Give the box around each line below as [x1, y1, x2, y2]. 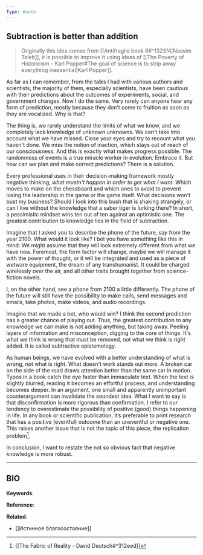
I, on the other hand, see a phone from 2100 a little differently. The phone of [6, 285, 195, 293]
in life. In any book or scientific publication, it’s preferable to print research [6, 412, 192, 419]
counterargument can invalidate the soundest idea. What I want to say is [6, 392, 186, 400]
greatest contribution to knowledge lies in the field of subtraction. [6, 217, 169, 224]
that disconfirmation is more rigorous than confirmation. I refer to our [6, 399, 178, 406]
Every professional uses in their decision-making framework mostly [6, 172, 174, 180]
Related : [6, 513, 28, 520]
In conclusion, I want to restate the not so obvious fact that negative [6, 444, 175, 451]
